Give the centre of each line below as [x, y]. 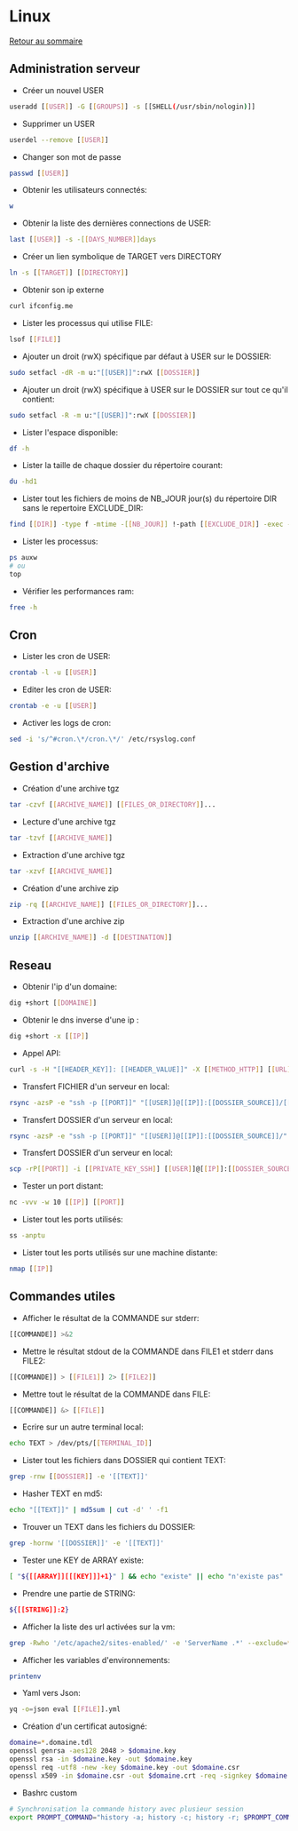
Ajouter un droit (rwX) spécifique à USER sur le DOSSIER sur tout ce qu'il [155, 389]
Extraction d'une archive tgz [74, 855]
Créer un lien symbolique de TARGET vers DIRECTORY [122, 257]
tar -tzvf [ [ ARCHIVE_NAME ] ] [61, 838]
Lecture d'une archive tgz [69, 821]
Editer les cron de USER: [67, 689]
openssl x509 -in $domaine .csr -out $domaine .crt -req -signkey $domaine [149, 1775]
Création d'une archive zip [71, 888]
